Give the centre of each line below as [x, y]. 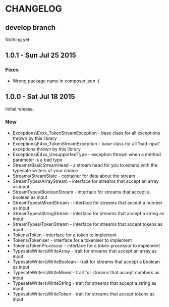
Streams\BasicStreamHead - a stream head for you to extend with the [85, 165]
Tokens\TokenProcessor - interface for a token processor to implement [86, 245]
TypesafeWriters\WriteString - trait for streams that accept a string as [84, 283]
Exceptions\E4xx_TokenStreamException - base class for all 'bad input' [86, 143]
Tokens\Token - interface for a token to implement [65, 235]
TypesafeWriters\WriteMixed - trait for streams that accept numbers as [86, 272]
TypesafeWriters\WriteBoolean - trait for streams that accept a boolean [86, 262]
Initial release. [20, 109]
